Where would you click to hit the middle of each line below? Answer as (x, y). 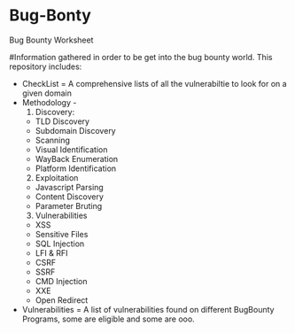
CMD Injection (61, 281)
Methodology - (49, 102)
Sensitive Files (62, 234)
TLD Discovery (62, 121)
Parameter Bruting (69, 205)
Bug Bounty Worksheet (51, 40)
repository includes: (46, 66)
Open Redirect (62, 300)
